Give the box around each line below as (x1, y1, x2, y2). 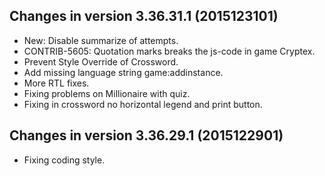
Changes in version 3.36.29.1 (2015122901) (9, 127, 284, 144)
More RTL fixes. (23, 77, 90, 89)
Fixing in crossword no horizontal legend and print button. (23, 98, 263, 110)
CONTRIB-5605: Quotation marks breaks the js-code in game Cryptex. (23, 45, 316, 57)
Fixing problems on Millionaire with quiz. (23, 87, 191, 99)
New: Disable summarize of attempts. (23, 34, 179, 46)
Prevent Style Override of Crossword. (23, 55, 179, 68)
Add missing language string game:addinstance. (23, 66, 224, 78)
